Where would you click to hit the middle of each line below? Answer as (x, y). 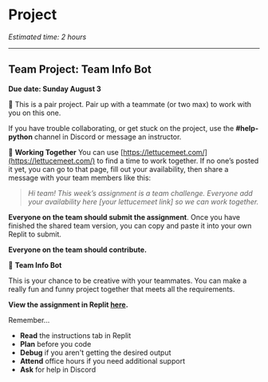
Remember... (29, 320)
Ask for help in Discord (58, 369)
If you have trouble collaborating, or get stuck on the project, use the (121, 128)
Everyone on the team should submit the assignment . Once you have (124, 217)
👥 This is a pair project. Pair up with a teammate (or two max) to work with (130, 104)
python (21, 137)
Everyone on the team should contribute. (78, 249)
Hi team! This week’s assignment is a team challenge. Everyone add (140, 193)
